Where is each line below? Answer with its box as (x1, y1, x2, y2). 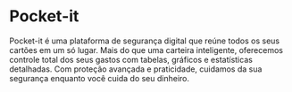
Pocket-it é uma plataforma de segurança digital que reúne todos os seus (9, 35, 280, 46)
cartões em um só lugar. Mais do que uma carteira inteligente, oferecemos (9, 44, 284, 55)
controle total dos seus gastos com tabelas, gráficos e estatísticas (9, 54, 253, 65)
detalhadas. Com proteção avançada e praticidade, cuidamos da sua (9, 64, 263, 74)
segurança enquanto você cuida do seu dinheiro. (9, 73, 190, 83)
